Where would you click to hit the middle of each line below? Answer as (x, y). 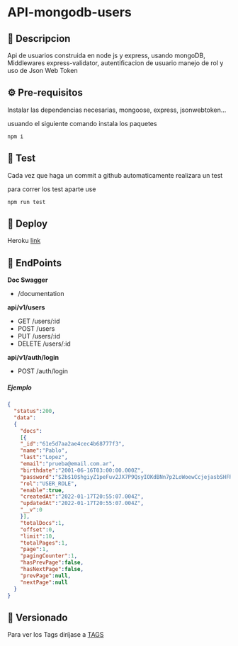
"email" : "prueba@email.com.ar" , (68, 464)
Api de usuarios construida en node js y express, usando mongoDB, (106, 55)
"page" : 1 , (35, 550)
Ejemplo (19, 387)
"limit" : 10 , (38, 536)
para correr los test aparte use (52, 189)
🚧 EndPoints (35, 263)
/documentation (41, 294)
